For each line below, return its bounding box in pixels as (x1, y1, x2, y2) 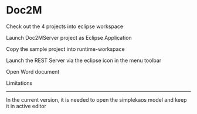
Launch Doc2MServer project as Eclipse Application (6, 34, 132, 41)
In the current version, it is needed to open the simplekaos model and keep (6, 96, 187, 103)
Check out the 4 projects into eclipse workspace (6, 23, 124, 30)
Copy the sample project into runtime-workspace (6, 45, 125, 53)
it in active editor (6, 102, 47, 109)
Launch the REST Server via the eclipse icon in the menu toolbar (6, 57, 162, 64)
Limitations (6, 80, 33, 87)
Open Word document (6, 68, 60, 75)
